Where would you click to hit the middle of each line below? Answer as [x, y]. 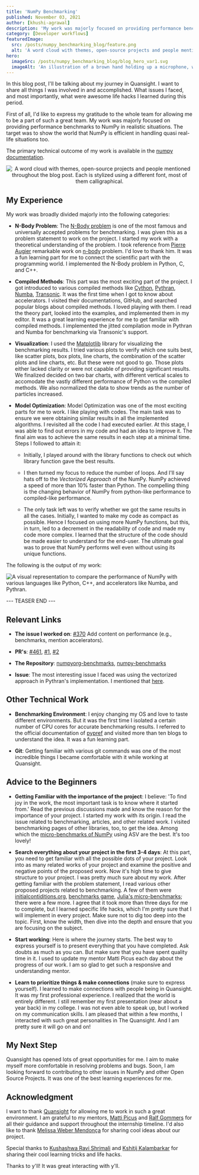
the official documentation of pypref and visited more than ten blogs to [101, 733]
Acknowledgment [40, 1097]
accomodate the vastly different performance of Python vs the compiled [103, 381]
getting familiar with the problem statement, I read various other [92, 883]
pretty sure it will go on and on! [52, 1026]
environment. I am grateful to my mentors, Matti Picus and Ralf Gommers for [99, 1118]
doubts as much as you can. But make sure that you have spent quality [101, 952]
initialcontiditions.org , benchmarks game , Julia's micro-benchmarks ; [98, 896]
